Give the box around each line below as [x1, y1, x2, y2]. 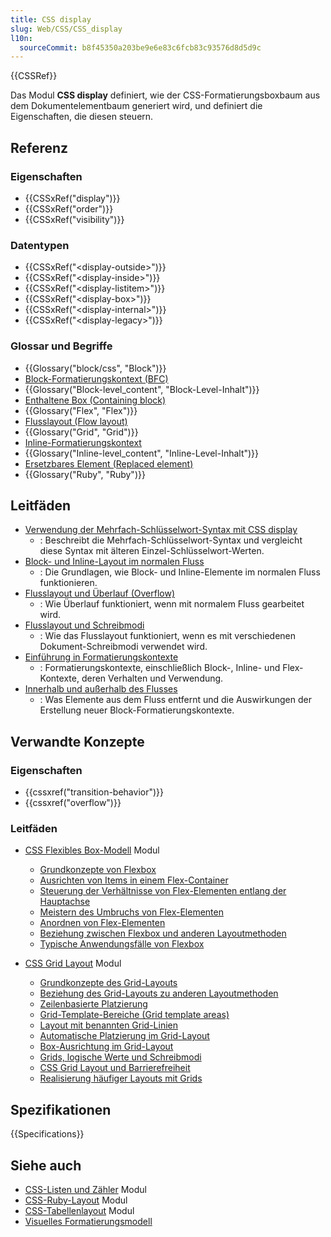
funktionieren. [39, 577, 98, 589]
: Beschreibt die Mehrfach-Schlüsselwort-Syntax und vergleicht [39, 534, 303, 546]
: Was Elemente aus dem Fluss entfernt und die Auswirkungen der [39, 694, 312, 706]
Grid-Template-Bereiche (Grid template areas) [39, 1009, 230, 1021]
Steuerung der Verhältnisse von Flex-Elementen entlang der [39, 885, 287, 897]
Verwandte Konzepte [10, 733, 145, 750]
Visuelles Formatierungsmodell [24, 1215, 153, 1227]
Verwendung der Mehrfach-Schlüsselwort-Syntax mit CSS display [24, 524, 298, 536]
